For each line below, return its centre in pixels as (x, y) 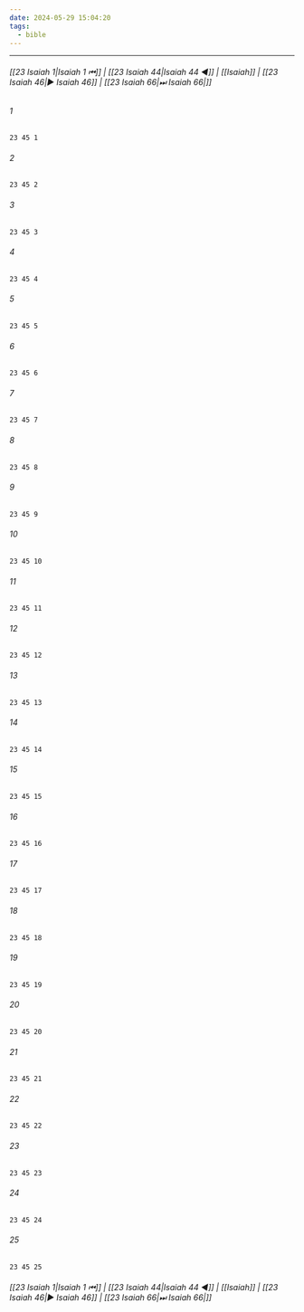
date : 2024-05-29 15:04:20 (60, 18)
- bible (32, 34)
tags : (19, 26)
